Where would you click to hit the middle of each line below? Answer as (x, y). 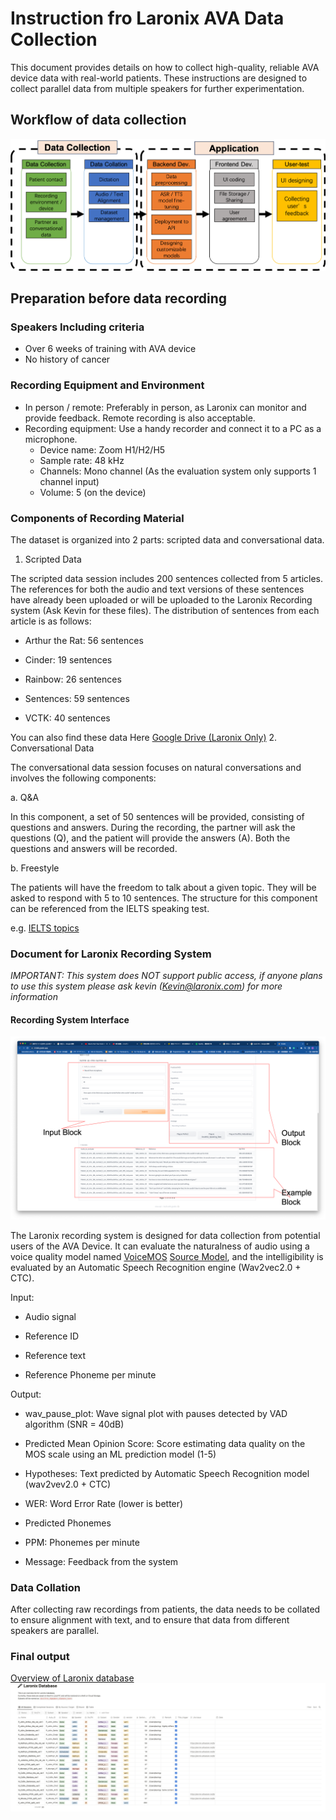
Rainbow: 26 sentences (73, 679)
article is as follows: (51, 621)
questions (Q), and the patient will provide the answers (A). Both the (150, 838)
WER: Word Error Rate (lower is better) (104, 1503)
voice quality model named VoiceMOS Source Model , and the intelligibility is (167, 1256)
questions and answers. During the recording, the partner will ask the (153, 827)
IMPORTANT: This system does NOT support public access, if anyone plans (166, 976)
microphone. (51, 439)
